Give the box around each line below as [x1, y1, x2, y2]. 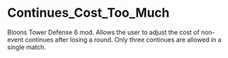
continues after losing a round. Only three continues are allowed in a [24, 35, 222, 43]
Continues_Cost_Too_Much [7, 5, 170, 21]
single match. [7, 43, 47, 51]
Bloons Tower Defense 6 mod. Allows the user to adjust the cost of [7, 28, 200, 36]
